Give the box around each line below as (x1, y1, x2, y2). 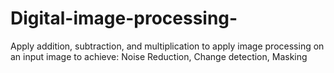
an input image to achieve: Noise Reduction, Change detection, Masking (10, 50, 308, 62)
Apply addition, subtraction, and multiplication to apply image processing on (10, 40, 325, 52)
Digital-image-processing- (10, 7, 238, 30)
